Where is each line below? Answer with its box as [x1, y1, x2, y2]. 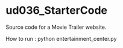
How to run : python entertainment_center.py [5, 35, 117, 42]
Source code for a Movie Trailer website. [5, 23, 107, 31]
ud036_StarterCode [5, 4, 108, 17]
